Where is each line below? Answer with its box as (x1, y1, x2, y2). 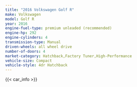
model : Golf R (5, 16, 35, 21)
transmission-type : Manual (5, 40, 61, 45)
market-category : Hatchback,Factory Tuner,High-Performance (5, 53, 133, 59)
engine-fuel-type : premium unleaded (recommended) (5, 26, 112, 31)
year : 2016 (5, 21, 28, 26)
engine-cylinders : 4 (5, 35, 48, 40)
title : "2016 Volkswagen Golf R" (5, 7, 74, 12)
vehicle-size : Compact (5, 58, 52, 63)
